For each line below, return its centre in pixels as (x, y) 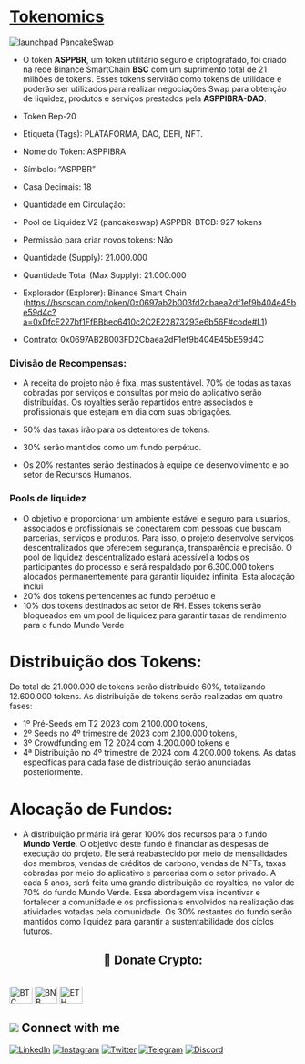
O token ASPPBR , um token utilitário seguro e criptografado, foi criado (154, 59)
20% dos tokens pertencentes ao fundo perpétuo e (119, 595)
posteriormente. (53, 772)
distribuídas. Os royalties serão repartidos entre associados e (137, 402)
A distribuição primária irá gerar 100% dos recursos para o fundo (145, 834)
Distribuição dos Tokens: (106, 661)
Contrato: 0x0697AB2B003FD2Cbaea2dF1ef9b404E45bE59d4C (143, 339)
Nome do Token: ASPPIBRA (74, 151)
